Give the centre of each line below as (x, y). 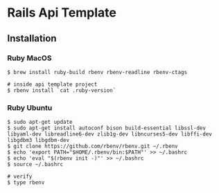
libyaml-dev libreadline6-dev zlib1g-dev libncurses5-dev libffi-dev (110, 134)
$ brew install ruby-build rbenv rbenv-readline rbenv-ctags (97, 72)
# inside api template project (52, 84)
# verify (20, 177)
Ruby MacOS (29, 58)
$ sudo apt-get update (40, 122)
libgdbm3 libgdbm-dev (38, 140)
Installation (32, 38)
